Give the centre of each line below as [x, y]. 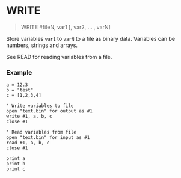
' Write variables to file [40, 106]
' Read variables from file [41, 132]
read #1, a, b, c [28, 143]
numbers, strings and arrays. [42, 45]
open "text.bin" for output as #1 [50, 111]
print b [16, 164]
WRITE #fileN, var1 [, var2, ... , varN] [66, 27]
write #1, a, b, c [29, 117]
